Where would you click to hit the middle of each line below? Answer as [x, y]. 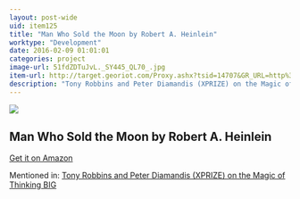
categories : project [48, 59]
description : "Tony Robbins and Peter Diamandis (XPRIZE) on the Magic [145, 84]
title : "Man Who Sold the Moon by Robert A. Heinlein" [113, 34]
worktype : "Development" [55, 42]
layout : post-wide [43, 17]
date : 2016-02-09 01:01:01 [59, 51]
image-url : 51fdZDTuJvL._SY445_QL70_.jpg [87, 68]
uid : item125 [33, 26]
